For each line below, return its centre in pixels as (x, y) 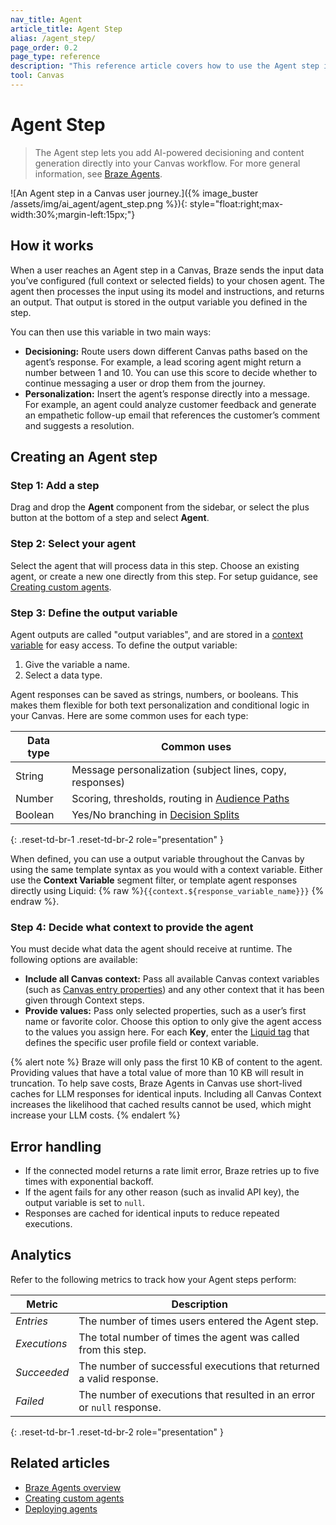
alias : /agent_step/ (53, 38)
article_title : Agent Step (66, 29)
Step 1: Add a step (55, 485)
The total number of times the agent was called (189, 1337)
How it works (52, 246)
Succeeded (42, 1372)
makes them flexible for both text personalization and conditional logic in (160, 705)
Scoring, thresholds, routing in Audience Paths (180, 798)
